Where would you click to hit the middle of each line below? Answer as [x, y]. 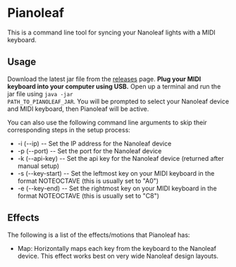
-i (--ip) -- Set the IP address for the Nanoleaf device [94, 143]
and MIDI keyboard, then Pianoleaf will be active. [78, 109]
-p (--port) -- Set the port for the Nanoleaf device [89, 151]
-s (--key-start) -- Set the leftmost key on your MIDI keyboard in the [116, 173]
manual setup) [38, 166]
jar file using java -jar [40, 93]
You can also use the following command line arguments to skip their [107, 122]
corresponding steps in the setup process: [69, 130]
